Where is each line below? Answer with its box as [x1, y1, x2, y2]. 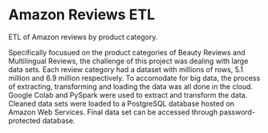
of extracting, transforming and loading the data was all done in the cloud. [8, 82, 254, 91]
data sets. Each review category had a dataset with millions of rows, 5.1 [8, 64, 243, 74]
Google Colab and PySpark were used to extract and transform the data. [8, 90, 248, 99]
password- [219, 107, 255, 117]
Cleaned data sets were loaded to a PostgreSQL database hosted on [8, 99, 235, 108]
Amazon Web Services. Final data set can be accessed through [8, 107, 218, 117]
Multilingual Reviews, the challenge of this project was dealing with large [8, 56, 249, 66]
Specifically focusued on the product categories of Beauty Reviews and [8, 47, 246, 57]
